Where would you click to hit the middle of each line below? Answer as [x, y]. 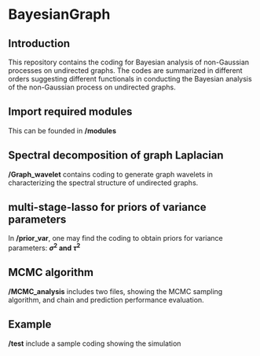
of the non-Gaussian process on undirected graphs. [92, 87]
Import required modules [70, 112]
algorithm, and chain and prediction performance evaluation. [106, 300]
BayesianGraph [59, 15]
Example [30, 324]
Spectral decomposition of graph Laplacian [116, 156]
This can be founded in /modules [62, 130]
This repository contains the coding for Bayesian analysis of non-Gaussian [129, 62]
